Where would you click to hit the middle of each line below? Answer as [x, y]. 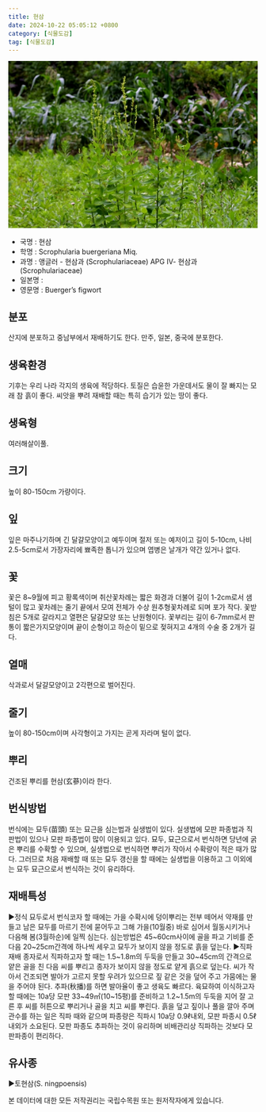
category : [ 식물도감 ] [40, 33]
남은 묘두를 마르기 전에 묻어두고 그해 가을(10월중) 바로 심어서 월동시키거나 [137, 926]
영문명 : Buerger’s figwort [60, 290]
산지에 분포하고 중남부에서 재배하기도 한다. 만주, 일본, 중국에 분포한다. [116, 338]
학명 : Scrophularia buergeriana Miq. [79, 251]
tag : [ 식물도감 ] [32, 42]
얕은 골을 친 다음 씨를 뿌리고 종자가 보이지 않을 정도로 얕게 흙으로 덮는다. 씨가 [127, 966]
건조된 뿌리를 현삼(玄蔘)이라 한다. [60, 780]
